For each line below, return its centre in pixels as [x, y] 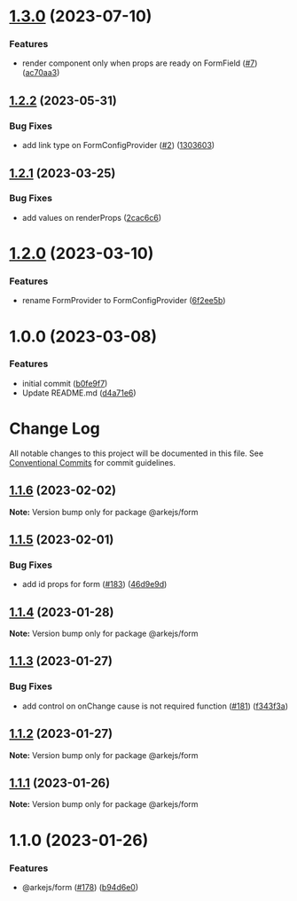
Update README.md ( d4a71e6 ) [79, 393]
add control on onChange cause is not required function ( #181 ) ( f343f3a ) [155, 706]
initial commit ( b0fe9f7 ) [65, 383]
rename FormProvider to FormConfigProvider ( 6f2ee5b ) [124, 301]
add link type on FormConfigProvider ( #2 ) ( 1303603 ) [118, 145]
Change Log [55, 429]
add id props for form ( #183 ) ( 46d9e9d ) [94, 584]
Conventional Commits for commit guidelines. [92, 462]
